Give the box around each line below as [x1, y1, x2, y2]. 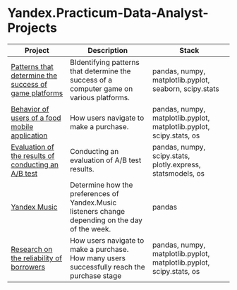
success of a [69, 75, 113, 85]
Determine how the [69, 180, 133, 190]
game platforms [11, 88, 63, 98]
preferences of [69, 188, 119, 198]
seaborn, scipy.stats [152, 83, 220, 93]
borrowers [11, 262, 46, 272]
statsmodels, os [152, 168, 205, 178]
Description [87, 45, 128, 55]
